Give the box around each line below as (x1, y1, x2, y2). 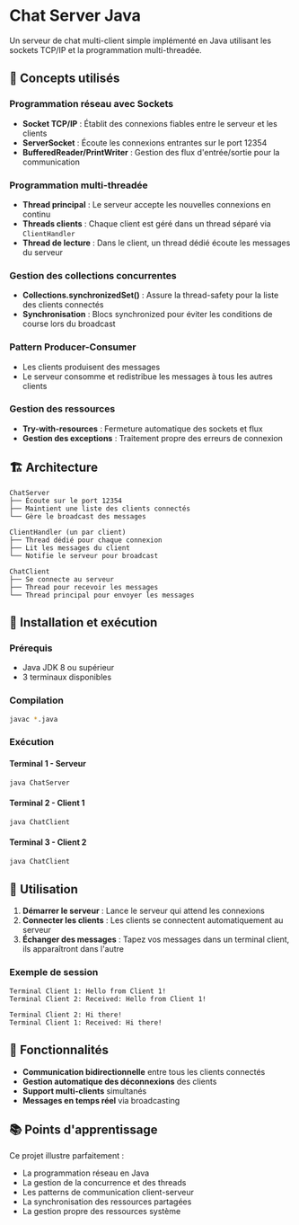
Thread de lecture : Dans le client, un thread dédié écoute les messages (22, 237, 291, 248)
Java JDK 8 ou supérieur (22, 662, 115, 673)
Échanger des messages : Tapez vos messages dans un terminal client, (22, 934, 290, 945)
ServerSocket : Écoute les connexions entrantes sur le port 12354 (22, 137, 268, 148)
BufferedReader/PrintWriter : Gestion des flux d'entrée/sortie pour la (22, 146, 280, 157)
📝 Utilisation (9, 882, 79, 897)
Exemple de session (9, 966, 99, 979)
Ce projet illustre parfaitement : (9, 1150, 125, 1161)
